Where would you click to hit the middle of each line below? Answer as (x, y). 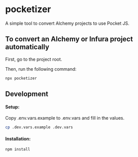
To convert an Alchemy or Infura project (69, 39)
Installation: (18, 139)
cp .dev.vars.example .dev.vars (39, 127)
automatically (27, 47)
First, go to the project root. (34, 59)
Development (27, 94)
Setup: (12, 107)
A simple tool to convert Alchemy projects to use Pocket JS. (67, 23)
